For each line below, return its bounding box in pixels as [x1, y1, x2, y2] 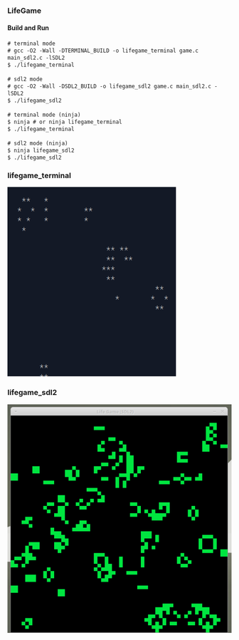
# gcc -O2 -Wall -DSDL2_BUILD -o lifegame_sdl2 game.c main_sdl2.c [7, 83, 212, 91]
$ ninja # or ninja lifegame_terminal [7, 118, 122, 126]
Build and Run [7, 24, 50, 32]
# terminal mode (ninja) [7, 111, 81, 119]
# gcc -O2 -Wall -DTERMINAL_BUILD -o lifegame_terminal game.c [7, 47, 199, 55]
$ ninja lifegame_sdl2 [7, 147, 75, 155]
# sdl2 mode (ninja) [7, 140, 69, 148]
